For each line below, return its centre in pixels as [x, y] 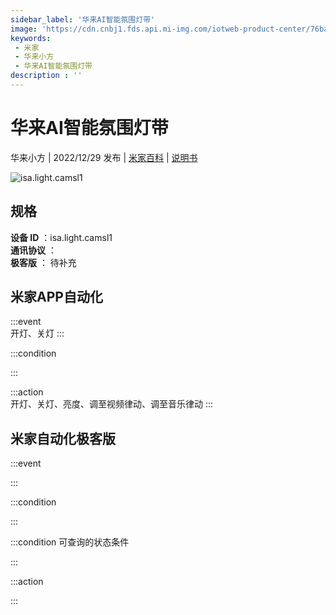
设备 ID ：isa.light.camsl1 [61, 237]
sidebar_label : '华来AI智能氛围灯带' [83, 19]
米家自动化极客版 [63, 438]
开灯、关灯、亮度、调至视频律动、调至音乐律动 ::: [112, 404]
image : [24, 29]
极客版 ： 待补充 [43, 262]
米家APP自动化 [56, 297]
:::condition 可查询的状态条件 [70, 542]
